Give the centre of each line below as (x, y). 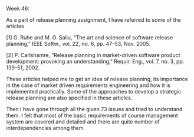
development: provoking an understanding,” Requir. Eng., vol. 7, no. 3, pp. (95, 61)
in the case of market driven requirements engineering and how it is (88, 85)
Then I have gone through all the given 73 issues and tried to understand (94, 109)
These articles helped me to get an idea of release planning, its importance (97, 79)
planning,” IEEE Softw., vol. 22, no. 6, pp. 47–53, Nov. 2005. (78, 44)
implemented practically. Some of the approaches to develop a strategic (94, 91)
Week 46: (18, 9)
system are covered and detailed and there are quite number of (83, 122)
